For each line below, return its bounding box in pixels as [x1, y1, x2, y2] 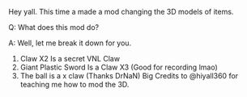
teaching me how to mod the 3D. [19, 80, 130, 89]
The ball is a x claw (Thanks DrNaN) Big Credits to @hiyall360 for [19, 71, 239, 80]
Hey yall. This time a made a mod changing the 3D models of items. [8, 7, 234, 16]
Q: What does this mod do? [8, 23, 100, 32]
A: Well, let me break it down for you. [8, 38, 132, 48]
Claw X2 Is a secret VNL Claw [19, 54, 120, 63]
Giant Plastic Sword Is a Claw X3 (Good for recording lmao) [19, 62, 218, 72]
